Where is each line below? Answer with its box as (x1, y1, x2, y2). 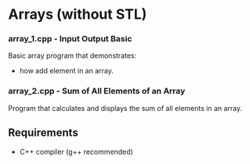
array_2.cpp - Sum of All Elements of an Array (8, 86, 186, 97)
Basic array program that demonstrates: (8, 51, 137, 60)
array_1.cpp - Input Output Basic (8, 34, 132, 45)
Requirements (8, 127, 78, 140)
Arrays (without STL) (8, 5, 147, 23)
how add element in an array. (19, 66, 114, 76)
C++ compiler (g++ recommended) (19, 147, 133, 156)
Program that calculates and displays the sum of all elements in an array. (8, 103, 243, 112)
